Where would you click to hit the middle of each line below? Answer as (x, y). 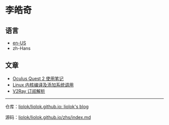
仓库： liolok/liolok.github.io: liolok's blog (47, 106)
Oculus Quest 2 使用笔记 (38, 78)
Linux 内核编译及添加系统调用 (43, 85)
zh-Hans (22, 48)
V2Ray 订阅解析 (29, 91)
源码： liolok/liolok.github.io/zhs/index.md (48, 117)
